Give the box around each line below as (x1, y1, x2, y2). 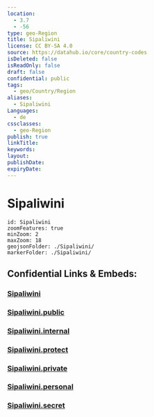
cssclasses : (7, 120, 42, 127)
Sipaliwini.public (7, 307, 65, 317)
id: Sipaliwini (7, 219, 51, 226)
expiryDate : (7, 165, 42, 173)
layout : (7, 152, 30, 160)
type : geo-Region (7, 29, 58, 37)
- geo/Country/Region (13, 88, 76, 95)
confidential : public (7, 74, 70, 82)
